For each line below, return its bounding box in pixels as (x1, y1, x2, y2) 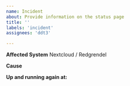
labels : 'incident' (6, 24, 54, 31)
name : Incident (6, 8, 43, 15)
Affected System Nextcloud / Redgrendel (6, 51, 107, 58)
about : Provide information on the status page (6, 14, 125, 20)
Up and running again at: (6, 74, 67, 81)
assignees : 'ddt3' (6, 30, 51, 36)
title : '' (6, 19, 30, 25)
